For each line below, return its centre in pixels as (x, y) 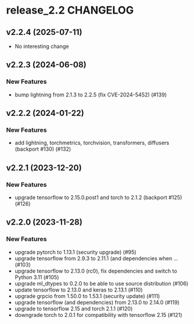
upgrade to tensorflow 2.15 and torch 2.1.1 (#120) (74, 309)
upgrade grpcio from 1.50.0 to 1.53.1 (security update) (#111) (87, 296)
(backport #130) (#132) (43, 149)
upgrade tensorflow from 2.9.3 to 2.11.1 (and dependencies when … (96, 258)
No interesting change (42, 46)
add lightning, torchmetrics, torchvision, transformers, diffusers (92, 143)
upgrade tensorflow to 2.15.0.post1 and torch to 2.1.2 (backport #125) (98, 197)
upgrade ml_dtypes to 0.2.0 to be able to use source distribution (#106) (101, 283)
